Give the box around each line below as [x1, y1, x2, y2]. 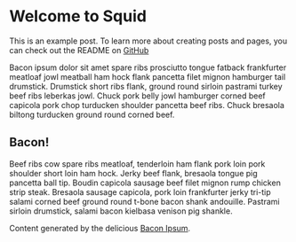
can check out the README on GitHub [9, 44, 149, 55]
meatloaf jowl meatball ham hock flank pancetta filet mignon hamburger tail [9, 71, 286, 82]
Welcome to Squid [9, 6, 147, 27]
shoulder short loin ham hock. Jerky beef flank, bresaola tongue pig [9, 168, 258, 178]
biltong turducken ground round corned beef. [9, 109, 175, 120]
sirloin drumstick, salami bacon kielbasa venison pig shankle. [9, 206, 233, 216]
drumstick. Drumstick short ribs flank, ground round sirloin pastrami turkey [9, 81, 283, 91]
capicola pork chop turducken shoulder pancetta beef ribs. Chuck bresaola [9, 99, 284, 110]
